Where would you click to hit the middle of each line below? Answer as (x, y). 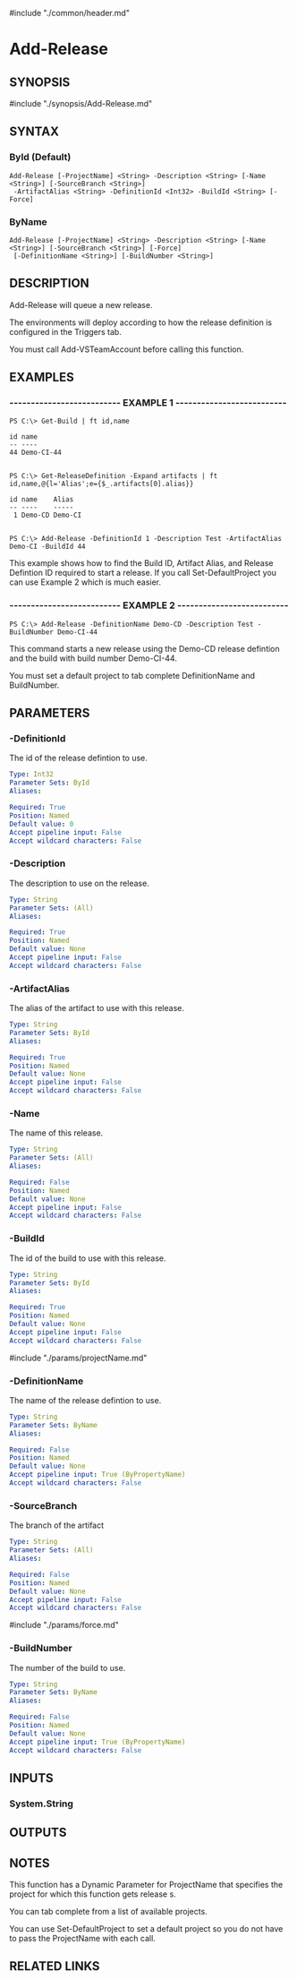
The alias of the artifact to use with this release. (97, 1008)
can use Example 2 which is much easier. (85, 582)
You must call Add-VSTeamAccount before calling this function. (127, 349)
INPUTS (31, 1778)
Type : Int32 (31, 775)
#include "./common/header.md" (69, 13)
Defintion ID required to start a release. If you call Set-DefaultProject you (143, 573)
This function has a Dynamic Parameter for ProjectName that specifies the (146, 1885)
